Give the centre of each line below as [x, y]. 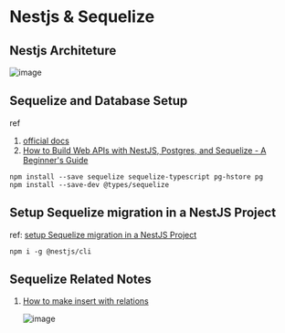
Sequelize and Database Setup [99, 101]
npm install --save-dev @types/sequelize [90, 184]
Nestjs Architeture [63, 51]
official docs [46, 140]
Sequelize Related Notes [81, 280]
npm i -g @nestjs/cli [51, 251]
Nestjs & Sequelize [82, 17]
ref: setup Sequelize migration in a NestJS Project [103, 234]
